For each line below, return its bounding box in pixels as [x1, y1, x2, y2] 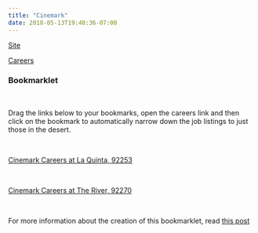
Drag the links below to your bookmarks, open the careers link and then [8, 107, 240, 118]
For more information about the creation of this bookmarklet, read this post [8, 216, 250, 225]
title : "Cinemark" [8, 11, 68, 20]
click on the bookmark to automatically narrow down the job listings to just [8, 116, 249, 126]
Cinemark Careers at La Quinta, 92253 [8, 155, 133, 165]
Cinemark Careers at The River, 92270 [8, 185, 132, 195]
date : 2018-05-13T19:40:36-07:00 [8, 19, 118, 27]
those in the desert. [8, 125, 71, 134]
